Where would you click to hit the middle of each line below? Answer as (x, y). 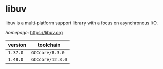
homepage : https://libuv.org (34, 32)
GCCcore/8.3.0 (48, 53)
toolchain (49, 45)
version (17, 45)
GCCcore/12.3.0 (49, 59)
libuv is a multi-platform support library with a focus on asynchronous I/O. (82, 23)
